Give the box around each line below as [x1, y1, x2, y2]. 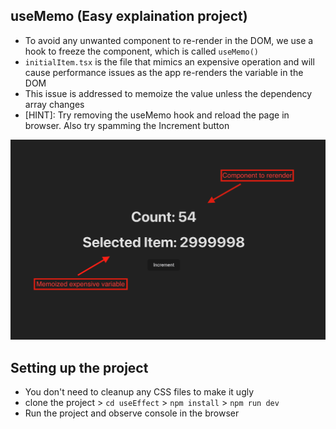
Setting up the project [10, 359, 149, 376]
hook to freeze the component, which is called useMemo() [24, 45, 260, 57]
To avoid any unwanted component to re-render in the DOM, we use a [24, 34, 314, 46]
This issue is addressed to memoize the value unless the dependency [24, 87, 313, 99]
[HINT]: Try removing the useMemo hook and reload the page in [24, 109, 290, 121]
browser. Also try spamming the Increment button [24, 119, 230, 131]
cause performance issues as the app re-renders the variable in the [24, 66, 304, 78]
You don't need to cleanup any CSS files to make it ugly [24, 386, 255, 398]
